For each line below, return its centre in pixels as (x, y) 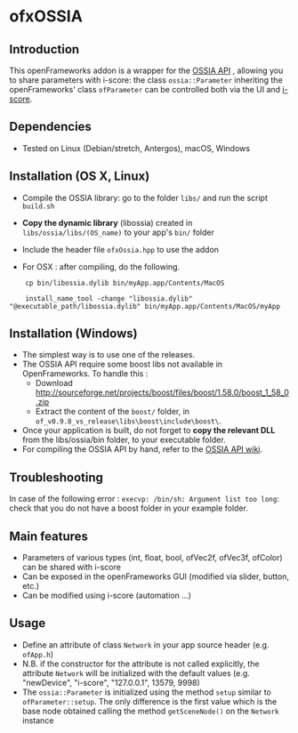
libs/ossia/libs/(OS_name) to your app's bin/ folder (118, 232)
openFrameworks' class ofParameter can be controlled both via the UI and (145, 89)
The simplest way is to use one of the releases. (109, 355)
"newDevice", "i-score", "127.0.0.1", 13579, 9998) (111, 682)
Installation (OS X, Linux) (80, 177)
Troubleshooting (56, 477)
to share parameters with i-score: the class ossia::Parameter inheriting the (146, 80)
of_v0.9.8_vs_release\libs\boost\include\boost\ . (128, 421)
